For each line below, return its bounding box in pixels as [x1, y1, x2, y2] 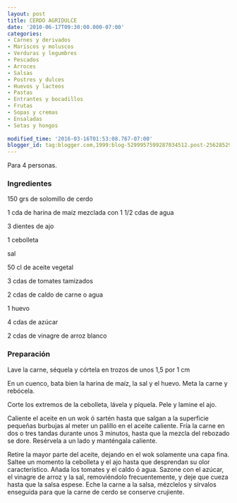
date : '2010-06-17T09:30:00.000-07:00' [7, 23, 125, 30]
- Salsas [7, 69, 33, 76]
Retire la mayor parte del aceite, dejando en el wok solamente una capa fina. [7, 450, 230, 458]
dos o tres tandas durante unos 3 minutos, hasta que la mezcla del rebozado [7, 429, 230, 437]
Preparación [7, 349, 51, 359]
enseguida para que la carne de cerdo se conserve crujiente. [7, 487, 185, 496]
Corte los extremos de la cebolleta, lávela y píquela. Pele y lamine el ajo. [7, 400, 217, 408]
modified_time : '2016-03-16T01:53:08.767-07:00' [7, 135, 153, 142]
